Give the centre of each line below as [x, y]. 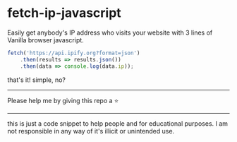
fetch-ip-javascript [64, 13]
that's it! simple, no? [36, 80]
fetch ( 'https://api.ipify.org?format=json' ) [74, 53]
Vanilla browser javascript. [46, 40]
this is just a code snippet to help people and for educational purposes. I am [117, 123]
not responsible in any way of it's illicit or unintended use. [91, 131]
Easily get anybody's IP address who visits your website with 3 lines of [110, 32]
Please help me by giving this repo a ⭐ [63, 100]
